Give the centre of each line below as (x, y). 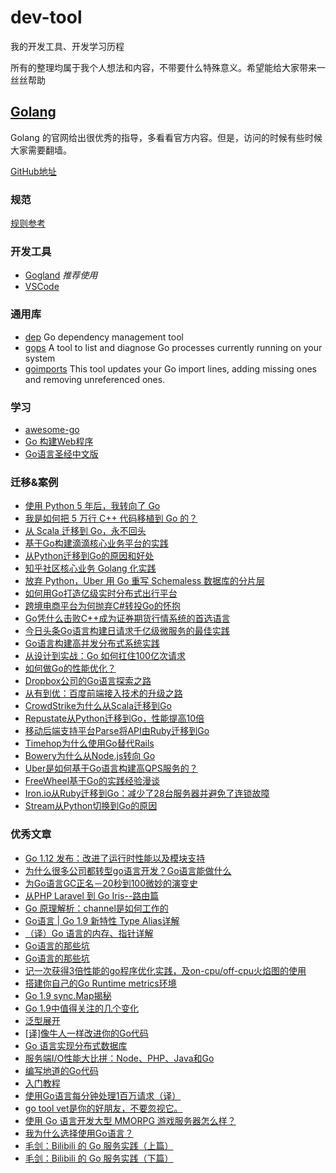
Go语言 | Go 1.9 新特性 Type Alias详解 (102, 920)
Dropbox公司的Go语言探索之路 (88, 681)
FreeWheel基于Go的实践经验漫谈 (92, 781)
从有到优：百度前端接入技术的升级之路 (103, 693)
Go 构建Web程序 (59, 441)
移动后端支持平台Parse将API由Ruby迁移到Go (117, 731)
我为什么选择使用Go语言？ (79, 1133)
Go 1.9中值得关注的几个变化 (81, 1008)
